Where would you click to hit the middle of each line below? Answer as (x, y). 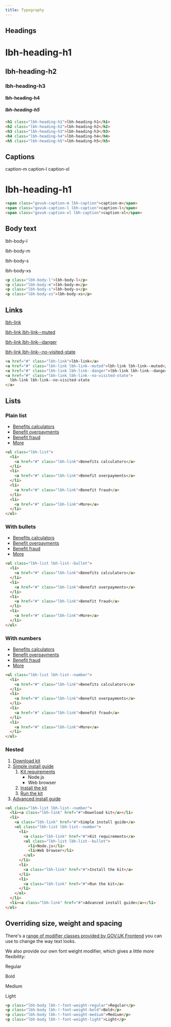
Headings (21, 31)
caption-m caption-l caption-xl (37, 169)
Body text (21, 229)
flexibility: (15, 956)
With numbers (23, 638)
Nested (15, 750)
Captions (20, 157)
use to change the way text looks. (41, 941)
